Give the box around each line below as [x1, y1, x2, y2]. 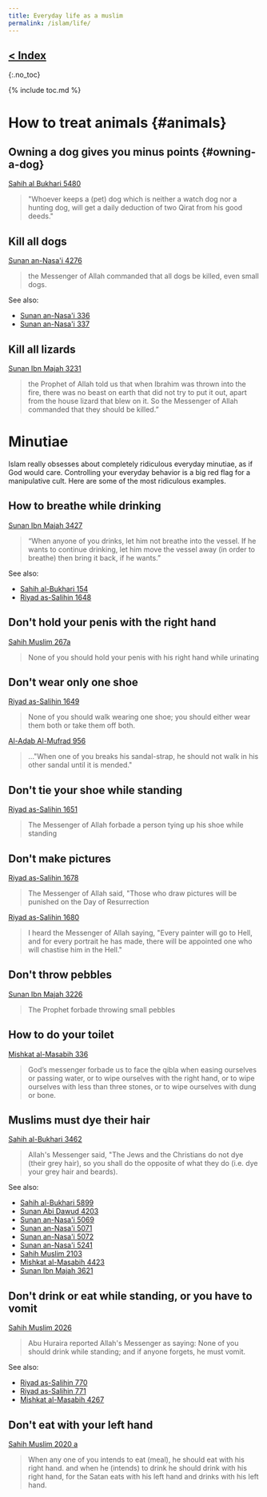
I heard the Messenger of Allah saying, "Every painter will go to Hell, [27, 928, 253, 937]
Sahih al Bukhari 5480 [8, 179, 82, 189]
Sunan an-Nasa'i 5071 [19, 1224, 93, 1233]
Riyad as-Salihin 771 [19, 1387, 86, 1396]
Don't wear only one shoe [8, 675, 138, 689]
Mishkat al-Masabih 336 [8, 1049, 89, 1059]
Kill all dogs [8, 234, 67, 248]
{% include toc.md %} [8, 86, 82, 95]
